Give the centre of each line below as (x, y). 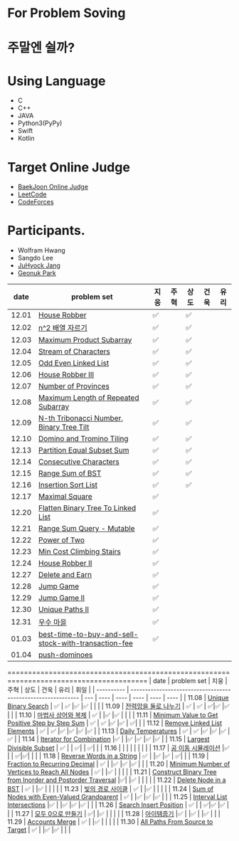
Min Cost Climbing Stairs (79, 551)
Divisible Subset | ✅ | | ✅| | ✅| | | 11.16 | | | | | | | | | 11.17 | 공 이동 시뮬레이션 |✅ (118, 748)
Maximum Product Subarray (85, 340)
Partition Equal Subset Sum (84, 450)
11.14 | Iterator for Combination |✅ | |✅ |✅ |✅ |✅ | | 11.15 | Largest (116, 739)
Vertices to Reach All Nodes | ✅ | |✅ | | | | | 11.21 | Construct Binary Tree (112, 772)
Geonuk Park (37, 273)
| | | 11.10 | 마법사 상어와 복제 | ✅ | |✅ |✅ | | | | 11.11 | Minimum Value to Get (113, 715)
